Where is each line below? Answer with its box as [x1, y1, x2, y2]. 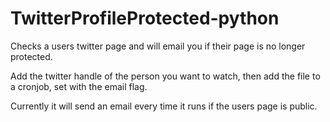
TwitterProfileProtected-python [10, 7, 280, 30]
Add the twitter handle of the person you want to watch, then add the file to [10, 70, 321, 82]
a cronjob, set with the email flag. [10, 80, 148, 92]
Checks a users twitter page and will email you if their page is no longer [10, 40, 306, 52]
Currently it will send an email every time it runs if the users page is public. [10, 100, 318, 112]
